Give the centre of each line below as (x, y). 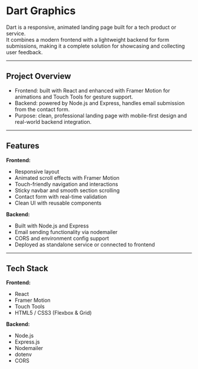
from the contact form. (42, 109)
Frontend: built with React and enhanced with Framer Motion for (92, 90)
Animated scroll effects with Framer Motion (67, 177)
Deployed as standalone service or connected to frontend (85, 244)
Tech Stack (27, 268)
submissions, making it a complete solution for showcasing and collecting (95, 46)
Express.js (27, 342)
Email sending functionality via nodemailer (66, 232)
